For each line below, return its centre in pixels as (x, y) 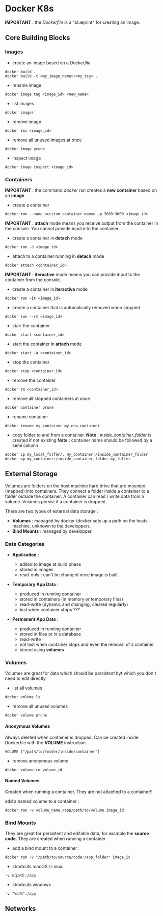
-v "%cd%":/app (21, 894)
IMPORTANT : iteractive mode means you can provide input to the (73, 274)
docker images (20, 112)
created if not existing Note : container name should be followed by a (82, 440)
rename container (30, 417)
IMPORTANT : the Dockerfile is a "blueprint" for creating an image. (73, 22)
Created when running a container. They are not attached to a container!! (79, 792)
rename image (27, 85)
